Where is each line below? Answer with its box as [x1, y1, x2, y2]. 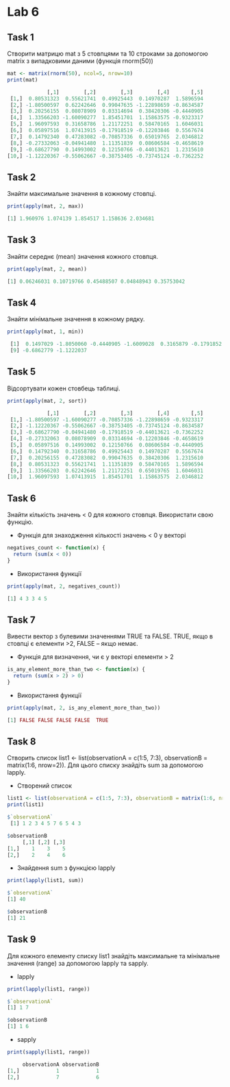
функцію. [7, 518, 34, 526]
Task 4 [7, 297, 36, 308]
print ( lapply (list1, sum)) [7, 877, 84, 884]
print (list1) [7, 801, 44, 808]
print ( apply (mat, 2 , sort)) [7, 397, 88, 404]
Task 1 [7, 32, 34, 43]
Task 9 [7, 934, 36, 945]
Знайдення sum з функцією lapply [16, 864, 116, 872]
